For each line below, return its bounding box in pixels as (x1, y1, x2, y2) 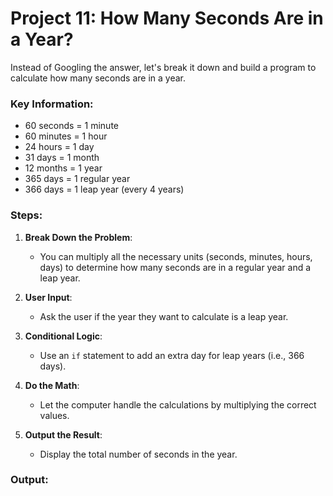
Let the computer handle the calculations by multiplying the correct (39, 398, 317, 411)
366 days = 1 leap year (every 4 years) (24, 183, 185, 196)
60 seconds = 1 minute (24, 120, 120, 132)
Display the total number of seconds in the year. (39, 448, 238, 460)
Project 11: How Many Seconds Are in (10, 7, 324, 30)
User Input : (24, 291, 73, 303)
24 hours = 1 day (24, 141, 95, 153)
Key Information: (10, 97, 94, 111)
